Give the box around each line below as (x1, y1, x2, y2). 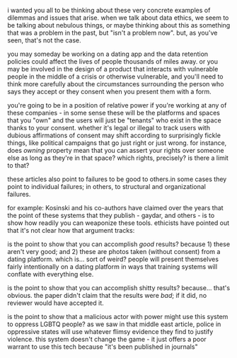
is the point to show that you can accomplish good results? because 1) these (7, 240, 231, 248)
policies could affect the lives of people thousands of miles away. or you (7, 57, 218, 66)
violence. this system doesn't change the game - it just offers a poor (7, 335, 207, 343)
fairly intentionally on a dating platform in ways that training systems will (7, 262, 218, 271)
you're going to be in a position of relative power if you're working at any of (7, 101, 227, 109)
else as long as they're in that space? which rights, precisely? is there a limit (7, 154, 229, 162)
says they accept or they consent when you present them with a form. (7, 88, 212, 96)
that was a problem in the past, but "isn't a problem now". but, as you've (7, 28, 218, 37)
